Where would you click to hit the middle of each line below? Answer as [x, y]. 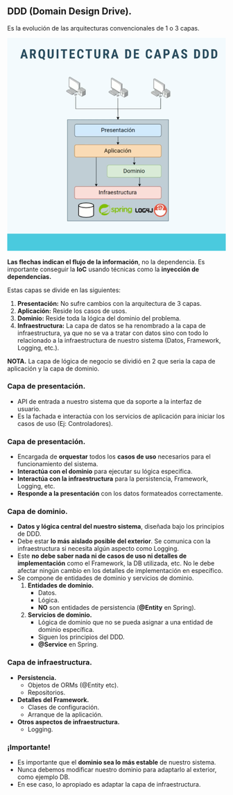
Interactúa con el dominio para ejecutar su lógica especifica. [105, 472]
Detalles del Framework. [53, 699]
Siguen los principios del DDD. [81, 637]
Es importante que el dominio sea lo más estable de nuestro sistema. [116, 762]
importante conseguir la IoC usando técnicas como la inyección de [103, 269]
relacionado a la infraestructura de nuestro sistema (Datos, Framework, [119, 340]
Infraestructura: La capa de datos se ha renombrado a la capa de [111, 325]
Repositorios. [46, 692]
